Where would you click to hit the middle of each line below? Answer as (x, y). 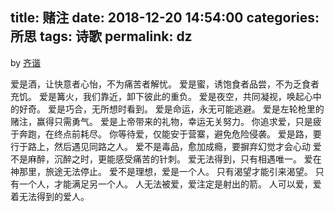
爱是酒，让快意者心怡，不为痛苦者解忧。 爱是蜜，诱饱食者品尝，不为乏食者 (165, 84)
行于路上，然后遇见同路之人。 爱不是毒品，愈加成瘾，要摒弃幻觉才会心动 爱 (166, 146)
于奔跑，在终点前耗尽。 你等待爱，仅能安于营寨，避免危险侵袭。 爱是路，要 (166, 134)
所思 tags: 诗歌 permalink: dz (101, 36)
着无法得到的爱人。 (50, 196)
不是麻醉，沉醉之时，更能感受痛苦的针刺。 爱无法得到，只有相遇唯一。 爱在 (166, 159)
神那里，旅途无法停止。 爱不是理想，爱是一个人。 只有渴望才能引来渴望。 (161, 171)
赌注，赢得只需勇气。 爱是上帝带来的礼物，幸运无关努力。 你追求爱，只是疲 (166, 121)
